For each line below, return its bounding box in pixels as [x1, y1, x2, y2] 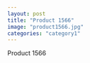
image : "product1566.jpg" [7, 23, 84, 30]
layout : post [7, 10, 46, 17]
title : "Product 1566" [7, 17, 74, 24]
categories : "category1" [7, 29, 81, 37]
